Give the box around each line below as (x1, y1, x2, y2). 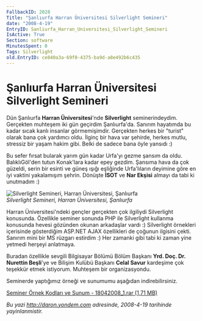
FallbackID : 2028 (6, 9, 51, 15)
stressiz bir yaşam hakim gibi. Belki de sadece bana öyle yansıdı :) (6, 140, 173, 147)
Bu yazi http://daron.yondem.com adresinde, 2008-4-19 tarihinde (6, 301, 172, 308)
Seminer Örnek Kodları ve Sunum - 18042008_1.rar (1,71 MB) (6, 289, 157, 297)
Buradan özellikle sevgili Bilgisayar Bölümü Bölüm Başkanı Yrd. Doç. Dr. (6, 252, 186, 260)
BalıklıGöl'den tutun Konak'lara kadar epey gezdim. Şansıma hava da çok (6, 158, 189, 166)
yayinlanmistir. (6, 307, 43, 315)
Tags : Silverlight (6, 49, 53, 55)
